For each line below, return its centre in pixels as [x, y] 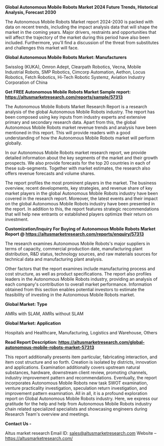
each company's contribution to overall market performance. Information [79, 284]
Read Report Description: [31, 342]
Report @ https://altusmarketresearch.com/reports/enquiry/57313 [75, 234]
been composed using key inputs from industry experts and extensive [75, 117]
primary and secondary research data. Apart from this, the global [71, 122]
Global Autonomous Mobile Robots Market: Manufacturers [66, 57]
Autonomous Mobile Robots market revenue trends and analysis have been [81, 127]
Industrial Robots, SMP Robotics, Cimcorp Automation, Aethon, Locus [75, 72]
